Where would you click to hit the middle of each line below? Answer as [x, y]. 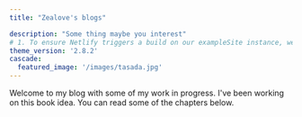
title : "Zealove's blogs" [58, 18]
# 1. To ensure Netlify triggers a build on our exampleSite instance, [146, 42]
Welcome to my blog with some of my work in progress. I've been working [147, 93]
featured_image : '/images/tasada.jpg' [90, 67]
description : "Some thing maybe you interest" [98, 34]
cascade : [26, 59]
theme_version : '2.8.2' [54, 50]
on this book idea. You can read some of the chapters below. [122, 103]
